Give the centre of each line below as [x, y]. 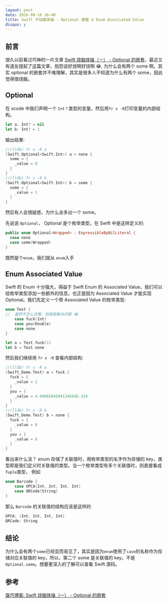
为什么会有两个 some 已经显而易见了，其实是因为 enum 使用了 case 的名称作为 [82, 551]
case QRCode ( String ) [36, 491]
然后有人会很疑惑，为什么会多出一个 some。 [52, 212]
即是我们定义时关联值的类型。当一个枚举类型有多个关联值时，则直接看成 [86, 466]
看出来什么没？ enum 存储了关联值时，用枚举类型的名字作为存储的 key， [82, 459]
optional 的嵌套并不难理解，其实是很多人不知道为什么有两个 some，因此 [87, 73]
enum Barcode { [21, 482]
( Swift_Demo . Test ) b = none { [38, 415]
